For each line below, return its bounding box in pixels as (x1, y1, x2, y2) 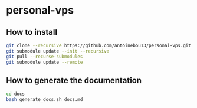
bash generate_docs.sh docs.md (6, 97, 83, 103)
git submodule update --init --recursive (6, 48, 110, 54)
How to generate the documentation (6, 75, 142, 86)
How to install (6, 27, 58, 37)
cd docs (6, 91, 25, 97)
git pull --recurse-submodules (6, 54, 83, 60)
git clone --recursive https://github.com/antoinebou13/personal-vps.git (6, 42, 192, 48)
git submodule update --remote (6, 59, 83, 65)
